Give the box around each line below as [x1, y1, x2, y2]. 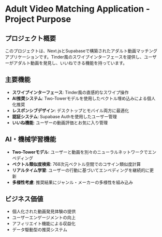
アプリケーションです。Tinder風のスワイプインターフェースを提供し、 [5, 54, 144, 60]
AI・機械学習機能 [5, 135, 57, 143]
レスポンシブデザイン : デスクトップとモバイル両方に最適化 [12, 108, 129, 113]
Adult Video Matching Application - [5, 3, 150, 15]
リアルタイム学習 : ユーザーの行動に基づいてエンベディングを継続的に [12, 167, 150, 173]
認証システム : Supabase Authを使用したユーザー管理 [12, 113, 117, 119]
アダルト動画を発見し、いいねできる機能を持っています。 [13, 60, 127, 66]
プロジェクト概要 [5, 34, 56, 42]
